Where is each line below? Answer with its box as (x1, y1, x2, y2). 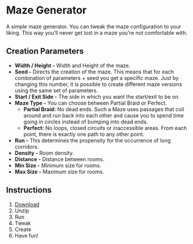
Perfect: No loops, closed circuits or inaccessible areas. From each (23, 124, 187, 131)
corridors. (14, 143, 39, 150)
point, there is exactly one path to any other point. (23, 131, 145, 138)
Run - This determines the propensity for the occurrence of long (14, 136, 171, 144)
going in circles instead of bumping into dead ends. (23, 118, 148, 125)
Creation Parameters (6, 46, 84, 56)
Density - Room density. (14, 149, 74, 156)
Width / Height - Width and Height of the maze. (14, 62, 131, 69)
